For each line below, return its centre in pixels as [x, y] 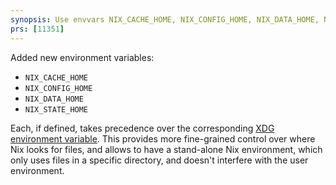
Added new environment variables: [82, 57]
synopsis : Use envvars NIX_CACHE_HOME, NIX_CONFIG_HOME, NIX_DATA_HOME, [165, 19]
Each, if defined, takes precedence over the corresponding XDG [142, 128]
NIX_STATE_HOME [56, 109]
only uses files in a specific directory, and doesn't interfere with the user [159, 160]
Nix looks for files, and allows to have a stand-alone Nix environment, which [166, 149]
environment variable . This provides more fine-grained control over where [163, 138]
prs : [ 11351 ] [37, 29]
